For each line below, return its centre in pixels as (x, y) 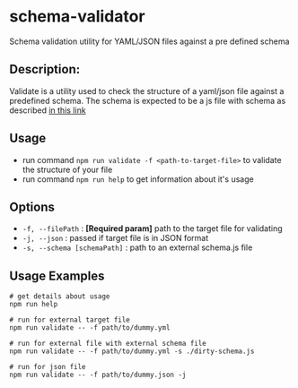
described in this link (48, 110)
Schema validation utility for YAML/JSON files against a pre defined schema (149, 41)
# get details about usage (60, 297)
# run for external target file (70, 320)
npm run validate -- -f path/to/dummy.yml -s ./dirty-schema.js (132, 351)
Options (32, 207)
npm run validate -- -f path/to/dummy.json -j (98, 375)
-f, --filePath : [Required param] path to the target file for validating (152, 228)
